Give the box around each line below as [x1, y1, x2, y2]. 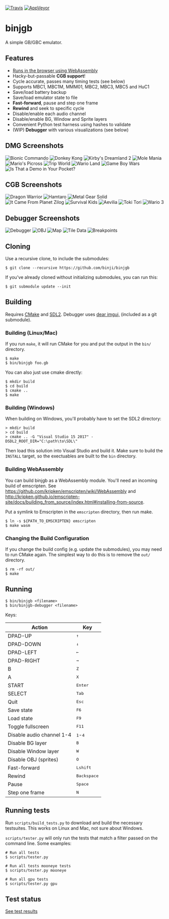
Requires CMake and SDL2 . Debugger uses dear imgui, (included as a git [5, 311, 157, 317]
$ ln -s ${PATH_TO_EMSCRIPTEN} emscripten [5, 518, 96, 523]
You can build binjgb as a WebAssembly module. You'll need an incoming [5, 477, 157, 483]
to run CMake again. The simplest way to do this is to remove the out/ [5, 552, 150, 557]
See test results [5, 908, 38, 914]
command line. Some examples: [5, 840, 72, 846]
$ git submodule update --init [5, 284, 71, 289]
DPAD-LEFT [8, 649, 37, 656]
